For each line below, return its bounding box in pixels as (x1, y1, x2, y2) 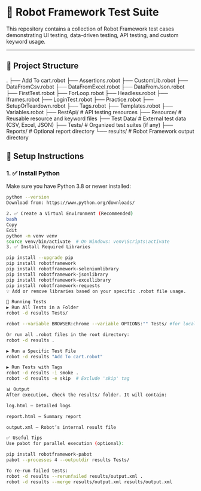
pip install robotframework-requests (6, 282, 100, 289)
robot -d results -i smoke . (6, 370, 79, 376)
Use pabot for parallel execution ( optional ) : (6, 441, 124, 447)
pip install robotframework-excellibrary (6, 277, 111, 283)
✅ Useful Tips (6, 435, 42, 441)
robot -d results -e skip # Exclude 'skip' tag (6, 376, 130, 382)
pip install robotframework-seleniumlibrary (6, 266, 119, 272)
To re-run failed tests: (6, 468, 68, 474)
